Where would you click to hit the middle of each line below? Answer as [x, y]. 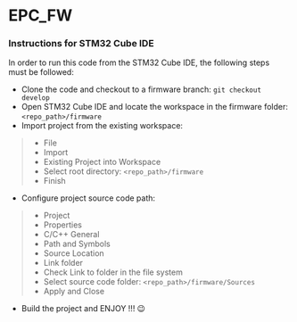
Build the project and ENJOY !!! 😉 [83, 309]
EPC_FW [41, 16]
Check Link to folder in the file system [113, 272]
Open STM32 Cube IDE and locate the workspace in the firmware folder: [155, 107]
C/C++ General [71, 235]
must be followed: [41, 72]
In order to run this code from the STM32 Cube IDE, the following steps [139, 62]
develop [35, 98]
